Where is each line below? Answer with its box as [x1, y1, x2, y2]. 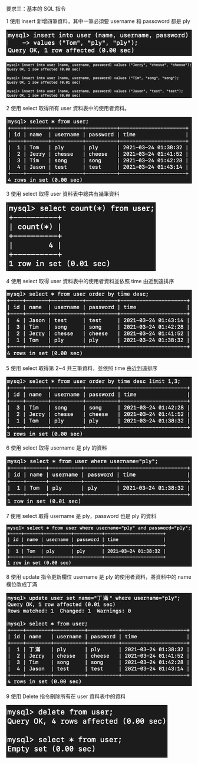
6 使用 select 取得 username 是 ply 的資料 [6, 444, 107, 451]
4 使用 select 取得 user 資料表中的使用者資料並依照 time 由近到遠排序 [6, 278, 174, 285]
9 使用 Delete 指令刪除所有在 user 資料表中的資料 [6, 693, 126, 700]
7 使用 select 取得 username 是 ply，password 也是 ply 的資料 [6, 513, 157, 520]
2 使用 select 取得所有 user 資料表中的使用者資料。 [6, 105, 130, 112]
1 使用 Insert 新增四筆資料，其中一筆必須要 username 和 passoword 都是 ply [6, 18, 190, 25]
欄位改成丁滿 [6, 581, 37, 588]
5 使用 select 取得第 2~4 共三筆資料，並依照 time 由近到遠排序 [6, 365, 158, 372]
